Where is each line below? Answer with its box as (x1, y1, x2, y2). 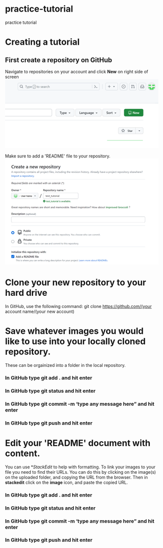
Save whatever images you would (5, 325, 144, 337)
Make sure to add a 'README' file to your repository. (5, 153, 110, 159)
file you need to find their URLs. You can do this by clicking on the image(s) (5, 469, 156, 475)
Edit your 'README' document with (5, 438, 151, 449)
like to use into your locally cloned (5, 336, 146, 347)
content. (5, 448, 40, 459)
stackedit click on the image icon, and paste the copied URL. (5, 479, 128, 485)
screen (5, 74, 19, 80)
